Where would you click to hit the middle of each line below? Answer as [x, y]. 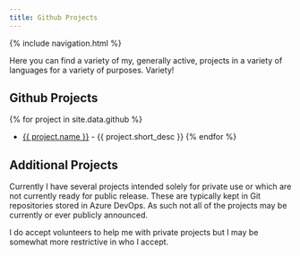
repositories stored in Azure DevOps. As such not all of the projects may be [148, 206]
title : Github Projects [54, 17]
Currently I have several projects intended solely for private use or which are [150, 187]
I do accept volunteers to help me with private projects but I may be [134, 233]
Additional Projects [64, 165]
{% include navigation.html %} [66, 43]
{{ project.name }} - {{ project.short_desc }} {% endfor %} [129, 137]
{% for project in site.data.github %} [76, 119]
